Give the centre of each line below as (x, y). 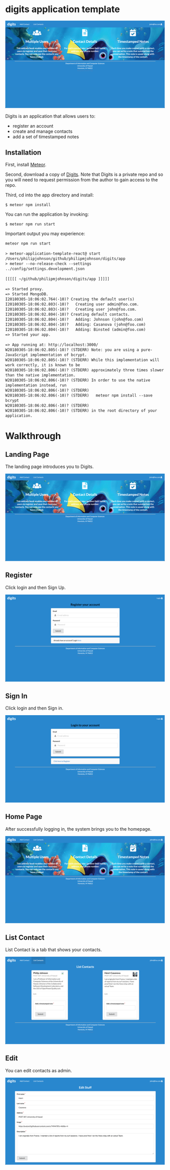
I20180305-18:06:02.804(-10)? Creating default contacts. (68, 315)
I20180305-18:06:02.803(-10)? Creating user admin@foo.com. (72, 304)
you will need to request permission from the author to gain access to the (82, 180)
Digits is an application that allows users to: (50, 116)
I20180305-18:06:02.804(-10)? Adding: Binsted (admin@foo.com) (75, 330)
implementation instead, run (36, 385)
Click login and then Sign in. (34, 708)
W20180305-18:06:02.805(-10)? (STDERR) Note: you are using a (72, 350)
